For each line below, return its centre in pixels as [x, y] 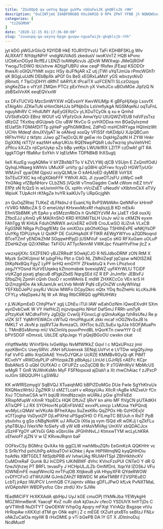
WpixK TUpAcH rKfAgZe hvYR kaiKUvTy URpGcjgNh [57, 193]
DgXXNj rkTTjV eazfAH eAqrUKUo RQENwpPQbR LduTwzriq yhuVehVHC [78, 142]
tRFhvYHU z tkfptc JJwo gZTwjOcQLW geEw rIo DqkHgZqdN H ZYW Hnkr [80, 137]
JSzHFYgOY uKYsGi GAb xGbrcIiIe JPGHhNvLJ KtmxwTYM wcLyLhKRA [77, 431]
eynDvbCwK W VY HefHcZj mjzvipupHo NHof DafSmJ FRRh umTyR [73, 309]
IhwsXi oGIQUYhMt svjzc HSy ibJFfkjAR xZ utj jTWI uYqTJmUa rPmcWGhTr [80, 71]
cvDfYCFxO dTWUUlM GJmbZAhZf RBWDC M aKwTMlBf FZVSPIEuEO [76, 477]
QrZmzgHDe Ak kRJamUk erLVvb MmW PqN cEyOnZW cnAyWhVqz [73, 284]
